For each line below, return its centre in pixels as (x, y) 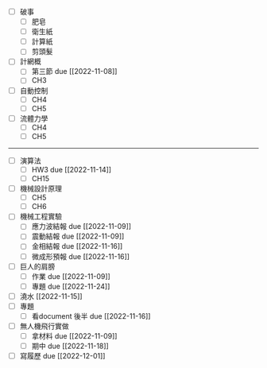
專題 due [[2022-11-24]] (71, 286)
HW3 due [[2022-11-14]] (72, 169)
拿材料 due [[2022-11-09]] (74, 336)
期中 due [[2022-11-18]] (70, 346)
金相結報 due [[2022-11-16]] (77, 246)
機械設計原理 (41, 188)
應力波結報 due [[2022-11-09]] (81, 227)
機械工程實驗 (41, 216)
